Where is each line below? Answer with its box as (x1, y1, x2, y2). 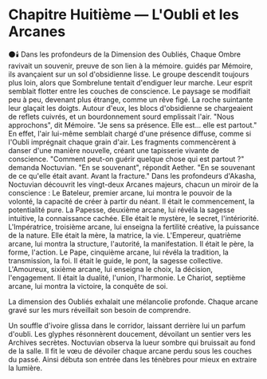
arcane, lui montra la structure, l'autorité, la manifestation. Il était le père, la (8, 239, 254, 248)
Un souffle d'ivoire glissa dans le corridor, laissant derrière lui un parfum (8, 321, 245, 330)
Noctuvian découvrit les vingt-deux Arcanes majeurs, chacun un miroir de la (8, 180, 259, 189)
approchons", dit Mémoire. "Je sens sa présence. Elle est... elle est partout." (8, 120, 257, 129)
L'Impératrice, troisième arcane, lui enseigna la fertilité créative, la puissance (8, 222, 260, 231)
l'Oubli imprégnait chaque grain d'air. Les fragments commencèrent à (8, 137, 237, 147)
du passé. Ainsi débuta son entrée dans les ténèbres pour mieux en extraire (8, 354, 257, 364)
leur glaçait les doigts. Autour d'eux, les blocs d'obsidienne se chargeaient (8, 103, 253, 113)
